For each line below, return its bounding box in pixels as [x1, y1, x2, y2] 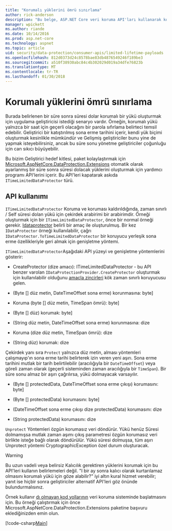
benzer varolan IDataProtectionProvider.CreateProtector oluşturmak [12, 269, 160, 275]
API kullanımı [5, 192, 48, 201]
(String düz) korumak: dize [12, 339, 69, 345]
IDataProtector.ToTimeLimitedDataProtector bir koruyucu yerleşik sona [5, 233, 157, 239]
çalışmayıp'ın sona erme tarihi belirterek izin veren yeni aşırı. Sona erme [5, 355, 157, 361]
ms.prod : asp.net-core [5, 36, 54, 41]
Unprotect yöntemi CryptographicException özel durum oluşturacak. [5, 442, 149, 448]
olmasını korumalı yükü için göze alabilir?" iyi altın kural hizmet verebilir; [5, 473, 156, 479]
